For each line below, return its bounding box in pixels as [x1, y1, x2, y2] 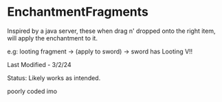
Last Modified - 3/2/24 [7, 60, 71, 68]
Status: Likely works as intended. [7, 73, 101, 82]
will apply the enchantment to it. [7, 34, 98, 42]
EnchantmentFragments [7, 4, 149, 20]
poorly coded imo [7, 87, 57, 95]
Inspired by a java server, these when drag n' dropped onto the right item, [7, 27, 216, 35]
